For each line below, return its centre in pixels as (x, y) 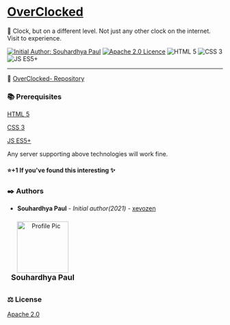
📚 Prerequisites (34, 97)
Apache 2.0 (23, 314)
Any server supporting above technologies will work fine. (88, 154)
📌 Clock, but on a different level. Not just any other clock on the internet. (109, 31)
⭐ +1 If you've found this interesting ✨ (61, 170)
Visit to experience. (34, 38)
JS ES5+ (19, 141)
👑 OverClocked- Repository (46, 78)
